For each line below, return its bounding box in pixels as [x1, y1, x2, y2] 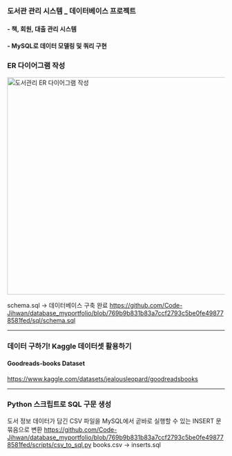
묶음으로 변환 [7, 425, 43, 434]
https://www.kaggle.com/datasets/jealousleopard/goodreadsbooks [7, 374, 198, 383]
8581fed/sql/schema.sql [7, 317, 76, 325]
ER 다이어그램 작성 [7, 61, 66, 71]
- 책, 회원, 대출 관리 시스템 [7, 24, 77, 33]
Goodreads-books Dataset [7, 359, 85, 367]
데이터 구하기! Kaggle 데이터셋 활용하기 [7, 342, 132, 351]
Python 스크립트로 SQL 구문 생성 [7, 400, 112, 410]
